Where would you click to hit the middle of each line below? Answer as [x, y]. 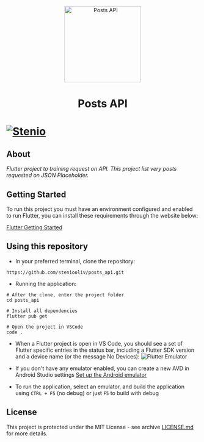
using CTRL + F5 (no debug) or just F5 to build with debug [87, 393]
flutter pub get [27, 316]
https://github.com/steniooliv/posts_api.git [65, 272]
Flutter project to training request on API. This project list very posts [92, 169]
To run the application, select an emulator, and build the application [100, 387]
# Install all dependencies [42, 311]
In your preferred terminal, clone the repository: [75, 261]
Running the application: [46, 283]
